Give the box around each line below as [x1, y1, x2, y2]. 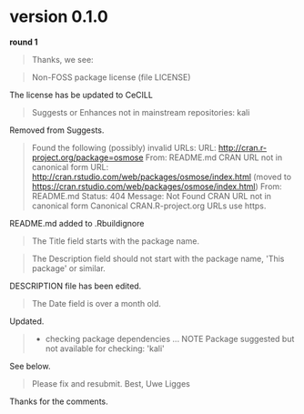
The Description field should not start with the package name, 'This [31, 253, 285, 264]
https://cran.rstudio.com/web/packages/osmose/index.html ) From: [31, 180, 282, 192]
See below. [9, 360, 51, 371]
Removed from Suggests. [9, 125, 105, 136]
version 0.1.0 [9, 6, 109, 27]
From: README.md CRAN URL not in [145, 152, 283, 163]
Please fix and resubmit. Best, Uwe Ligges [31, 378, 191, 389]
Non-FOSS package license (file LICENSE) [31, 71, 191, 83]
